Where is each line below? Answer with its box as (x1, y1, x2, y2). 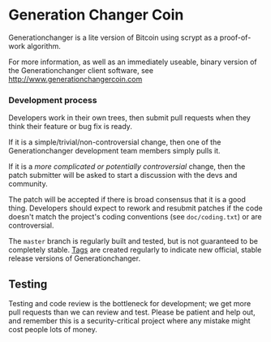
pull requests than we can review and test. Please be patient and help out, (8, 307, 256, 318)
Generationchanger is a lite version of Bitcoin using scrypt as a (8, 32, 218, 42)
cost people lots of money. (8, 325, 97, 335)
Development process (8, 94, 97, 106)
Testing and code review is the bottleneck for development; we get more (8, 299, 252, 309)
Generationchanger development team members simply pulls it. (8, 146, 221, 156)
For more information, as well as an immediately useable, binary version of (8, 57, 257, 67)
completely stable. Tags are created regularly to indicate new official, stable (8, 245, 262, 255)
